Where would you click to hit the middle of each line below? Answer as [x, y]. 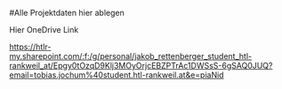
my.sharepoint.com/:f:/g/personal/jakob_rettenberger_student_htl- [130, 56]
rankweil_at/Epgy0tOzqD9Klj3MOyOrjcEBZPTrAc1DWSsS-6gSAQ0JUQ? [141, 66]
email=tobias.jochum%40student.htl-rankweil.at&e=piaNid [117, 75]
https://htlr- [30, 47]
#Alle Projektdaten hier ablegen [67, 13]
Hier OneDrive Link [44, 30]
